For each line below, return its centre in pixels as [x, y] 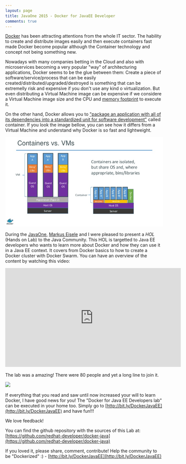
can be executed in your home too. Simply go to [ [56, 405]
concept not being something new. [41, 52]
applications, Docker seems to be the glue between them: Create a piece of [83, 72]
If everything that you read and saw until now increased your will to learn [80, 395]
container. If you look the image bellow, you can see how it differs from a [80, 125]
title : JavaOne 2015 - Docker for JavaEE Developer [60, 16]
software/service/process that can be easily [51, 78]
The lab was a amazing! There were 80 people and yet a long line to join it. [82, 375]
